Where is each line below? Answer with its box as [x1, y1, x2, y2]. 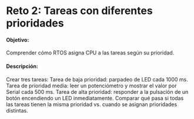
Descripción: [6, 63, 38, 70]
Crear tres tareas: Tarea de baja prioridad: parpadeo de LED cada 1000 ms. [6, 76, 188, 83]
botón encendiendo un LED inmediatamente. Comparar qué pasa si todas [6, 94, 184, 101]
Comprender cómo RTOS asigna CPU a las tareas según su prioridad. [6, 49, 175, 56]
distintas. [6, 107, 28, 114]
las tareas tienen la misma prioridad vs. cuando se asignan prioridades [6, 101, 178, 108]
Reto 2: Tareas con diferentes [6, 4, 153, 18]
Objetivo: [6, 36, 29, 43]
